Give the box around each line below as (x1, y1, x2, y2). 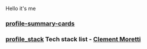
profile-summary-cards (5, 19, 75, 27)
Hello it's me (5, 5, 36, 12)
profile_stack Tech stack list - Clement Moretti (5, 35, 141, 43)
